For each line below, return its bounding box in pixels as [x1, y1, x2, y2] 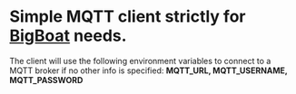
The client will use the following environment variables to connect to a [9, 55, 271, 66]
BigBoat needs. [9, 25, 127, 46]
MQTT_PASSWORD [9, 74, 84, 85]
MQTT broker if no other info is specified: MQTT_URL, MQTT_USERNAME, [9, 65, 288, 76]
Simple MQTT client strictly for [9, 6, 246, 27]
